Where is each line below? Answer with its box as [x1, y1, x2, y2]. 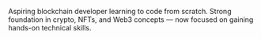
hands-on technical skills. [8, 23, 92, 32]
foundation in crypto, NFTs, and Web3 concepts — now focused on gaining [8, 15, 254, 24]
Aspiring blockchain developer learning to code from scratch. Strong [8, 7, 232, 16]
